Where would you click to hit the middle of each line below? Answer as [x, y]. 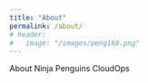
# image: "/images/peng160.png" [75, 43]
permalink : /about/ [46, 26]
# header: [28, 34]
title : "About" [38, 18]
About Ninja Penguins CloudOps [69, 69]
